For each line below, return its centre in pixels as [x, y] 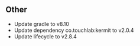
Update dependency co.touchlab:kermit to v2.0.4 [74, 30]
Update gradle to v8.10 [41, 24]
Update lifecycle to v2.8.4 [45, 36]
